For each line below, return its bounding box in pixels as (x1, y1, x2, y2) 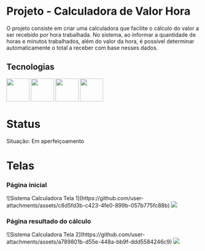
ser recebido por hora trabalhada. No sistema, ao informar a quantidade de (6, 31, 196, 38)
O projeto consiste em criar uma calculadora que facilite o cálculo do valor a (6, 24, 199, 32)
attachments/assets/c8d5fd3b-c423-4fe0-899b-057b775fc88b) (6, 202, 170, 209)
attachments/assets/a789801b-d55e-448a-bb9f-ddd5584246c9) (6, 238, 172, 245)
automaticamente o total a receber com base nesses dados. (6, 44, 158, 51)
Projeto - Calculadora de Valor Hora (6, 4, 191, 18)
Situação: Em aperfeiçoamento (6, 137, 85, 144)
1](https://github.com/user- (75, 195, 144, 202)
